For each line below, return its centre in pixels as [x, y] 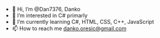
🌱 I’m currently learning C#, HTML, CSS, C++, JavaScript [83, 22]
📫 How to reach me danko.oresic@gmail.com [69, 28]
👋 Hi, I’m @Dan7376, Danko [46, 9]
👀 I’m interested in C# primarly [50, 15]
